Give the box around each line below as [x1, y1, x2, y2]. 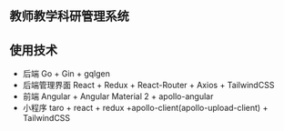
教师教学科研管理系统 [9, 8, 129, 25]
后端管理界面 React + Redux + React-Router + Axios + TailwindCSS [22, 80, 275, 91]
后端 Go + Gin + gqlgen [22, 68, 111, 79]
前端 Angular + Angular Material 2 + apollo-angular [22, 91, 214, 102]
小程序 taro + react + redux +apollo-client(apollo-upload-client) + [22, 103, 269, 114]
